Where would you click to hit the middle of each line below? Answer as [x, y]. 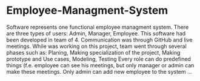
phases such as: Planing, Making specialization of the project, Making [93, 52]
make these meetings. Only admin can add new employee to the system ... [99, 71]
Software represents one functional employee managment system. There [98, 27]
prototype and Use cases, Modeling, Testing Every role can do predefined [98, 59]
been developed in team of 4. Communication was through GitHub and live [99, 40]
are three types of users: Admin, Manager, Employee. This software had [96, 33]
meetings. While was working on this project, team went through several [96, 46]
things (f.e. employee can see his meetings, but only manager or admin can [100, 65]
